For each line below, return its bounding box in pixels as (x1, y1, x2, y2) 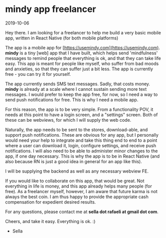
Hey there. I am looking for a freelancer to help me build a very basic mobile (5, 29, 161, 35)
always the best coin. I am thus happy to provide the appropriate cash (5, 194, 149, 200)
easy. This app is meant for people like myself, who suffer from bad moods (5, 60, 159, 66)
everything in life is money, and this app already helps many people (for (5, 183, 152, 189)
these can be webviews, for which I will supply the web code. (5, 117, 132, 123)
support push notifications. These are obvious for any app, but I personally (5, 132, 159, 138)
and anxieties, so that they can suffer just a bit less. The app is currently (5, 66, 154, 72)
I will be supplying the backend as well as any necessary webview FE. (5, 168, 149, 174)
